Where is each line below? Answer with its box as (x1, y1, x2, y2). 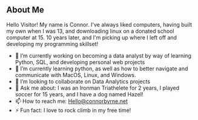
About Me (6, 5, 44, 15)
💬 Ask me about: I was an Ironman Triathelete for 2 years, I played (15, 84, 180, 92)
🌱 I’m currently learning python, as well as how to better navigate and (15, 65, 188, 72)
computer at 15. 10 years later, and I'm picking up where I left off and (6, 33, 177, 41)
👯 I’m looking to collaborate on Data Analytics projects (15, 78, 150, 85)
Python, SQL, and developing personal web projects (15, 58, 145, 65)
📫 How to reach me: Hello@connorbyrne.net (15, 97, 128, 105)
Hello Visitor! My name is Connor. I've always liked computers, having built (6, 21, 193, 28)
